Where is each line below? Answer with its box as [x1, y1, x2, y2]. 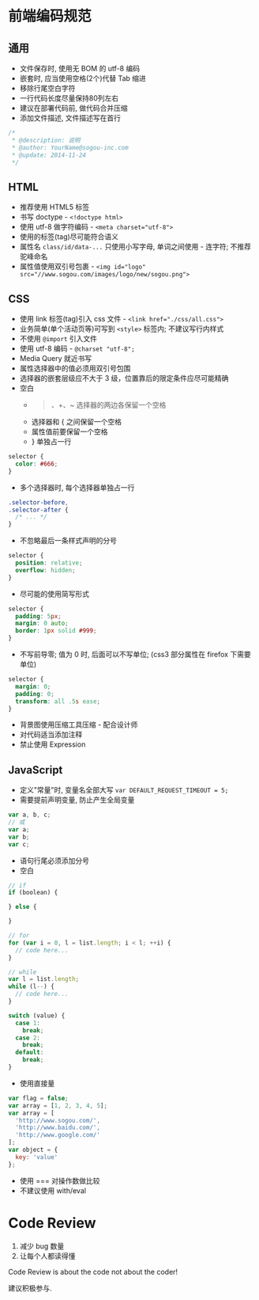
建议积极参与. [8, 1283, 53, 1293]
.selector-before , [8, 498, 69, 507]
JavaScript [8, 763, 63, 777]
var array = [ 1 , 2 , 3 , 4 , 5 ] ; [8, 1101, 108, 1109]
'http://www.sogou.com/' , [15, 1116, 101, 1124]
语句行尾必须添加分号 [19, 856, 89, 865]
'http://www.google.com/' [15, 1131, 101, 1139]
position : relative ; [15, 559, 83, 567]
